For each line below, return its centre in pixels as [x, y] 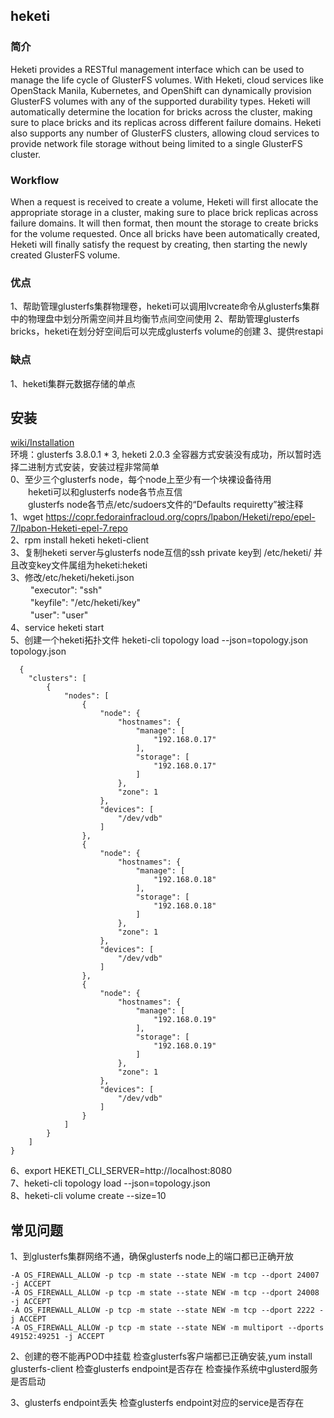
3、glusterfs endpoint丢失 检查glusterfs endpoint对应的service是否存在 [157, 1403]
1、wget [27, 517]
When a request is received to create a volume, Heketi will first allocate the [164, 201]
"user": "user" [59, 615]
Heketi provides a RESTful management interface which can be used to [157, 69]
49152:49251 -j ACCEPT [57, 1337]
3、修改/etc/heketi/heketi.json [72, 578]
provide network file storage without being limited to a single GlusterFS [156, 143]
